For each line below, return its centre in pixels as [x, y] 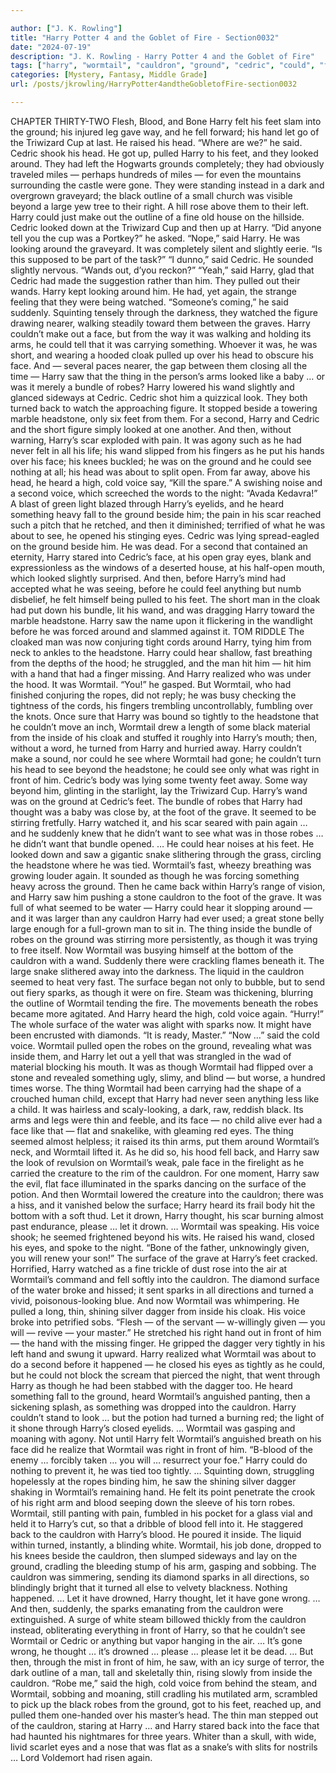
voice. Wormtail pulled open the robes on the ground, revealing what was [161, 1045]
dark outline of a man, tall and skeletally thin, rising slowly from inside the [161, 1672]
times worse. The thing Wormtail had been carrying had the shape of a [156, 1088]
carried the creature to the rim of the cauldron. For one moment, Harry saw [165, 1173]
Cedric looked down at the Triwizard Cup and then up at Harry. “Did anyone [166, 227]
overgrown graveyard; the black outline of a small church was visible [151, 195]
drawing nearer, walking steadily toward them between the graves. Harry [160, 323]
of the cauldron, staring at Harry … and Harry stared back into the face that [165, 1725]
